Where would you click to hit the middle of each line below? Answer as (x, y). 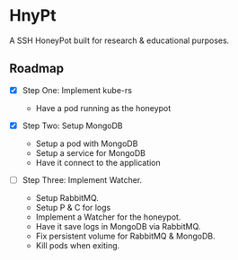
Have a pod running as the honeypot (103, 108)
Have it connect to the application (98, 162)
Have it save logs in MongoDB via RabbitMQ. (118, 226)
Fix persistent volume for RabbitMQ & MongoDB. (125, 236)
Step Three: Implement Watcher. (82, 179)
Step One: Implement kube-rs (77, 90)
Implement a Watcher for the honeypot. (108, 217)
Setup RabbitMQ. (67, 197)
